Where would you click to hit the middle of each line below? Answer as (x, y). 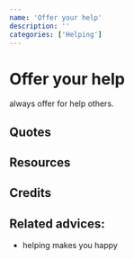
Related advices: (57, 223)
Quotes (31, 132)
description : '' (40, 26)
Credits (31, 193)
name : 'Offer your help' (56, 18)
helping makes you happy (70, 246)
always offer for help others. (62, 103)
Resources (40, 163)
